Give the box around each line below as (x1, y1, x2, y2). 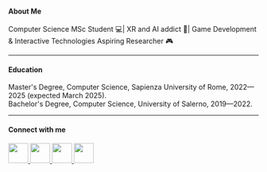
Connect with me (8, 125, 66, 134)
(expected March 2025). (27, 91, 107, 101)
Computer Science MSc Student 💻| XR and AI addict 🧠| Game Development (8, 25, 257, 34)
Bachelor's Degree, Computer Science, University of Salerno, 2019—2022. (8, 99, 253, 109)
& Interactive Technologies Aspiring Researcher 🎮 (8, 36, 173, 46)
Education (8, 64, 43, 75)
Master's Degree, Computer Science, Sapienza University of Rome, (8, 82, 229, 92)
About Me (8, 6, 42, 16)
